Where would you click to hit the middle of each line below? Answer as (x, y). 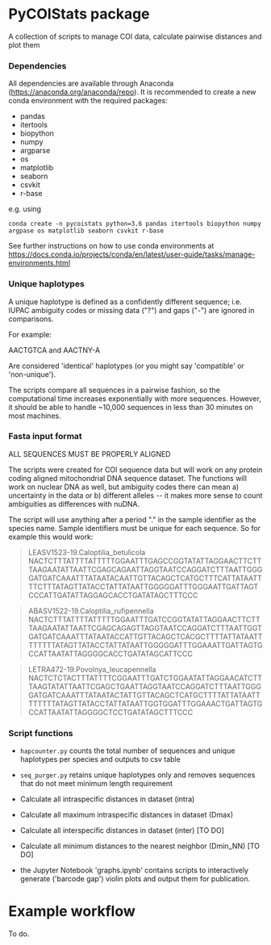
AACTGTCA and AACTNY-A (54, 350)
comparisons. (31, 319)
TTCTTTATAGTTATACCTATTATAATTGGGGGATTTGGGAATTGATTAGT (143, 587)
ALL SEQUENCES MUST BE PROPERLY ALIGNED (90, 454)
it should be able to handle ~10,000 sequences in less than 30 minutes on (131, 407)
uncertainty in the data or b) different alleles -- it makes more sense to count (135, 495)
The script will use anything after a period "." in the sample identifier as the (132, 519)
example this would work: (51, 537)
